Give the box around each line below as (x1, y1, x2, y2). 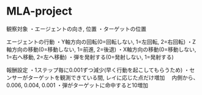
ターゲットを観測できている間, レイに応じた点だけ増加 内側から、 (27, 74, 199, 81)
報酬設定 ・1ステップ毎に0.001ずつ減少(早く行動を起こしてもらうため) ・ (6, 66, 190, 74)
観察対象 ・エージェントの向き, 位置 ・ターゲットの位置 (6, 25, 147, 32)
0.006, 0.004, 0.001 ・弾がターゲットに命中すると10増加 (6, 81, 149, 89)
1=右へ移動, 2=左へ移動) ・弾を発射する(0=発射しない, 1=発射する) (6, 53, 174, 60)
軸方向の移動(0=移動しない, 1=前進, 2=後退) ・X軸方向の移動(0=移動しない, (6, 46, 196, 53)
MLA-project (6, 4, 72, 18)
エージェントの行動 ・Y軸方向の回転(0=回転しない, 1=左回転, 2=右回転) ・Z (6, 38, 196, 45)
